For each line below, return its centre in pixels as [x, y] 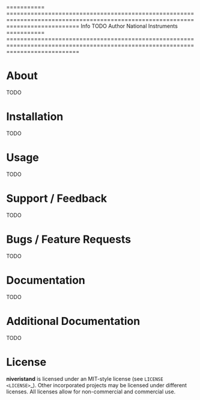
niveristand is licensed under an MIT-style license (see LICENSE [85, 378]
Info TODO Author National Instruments [129, 26]
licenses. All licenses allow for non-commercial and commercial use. [91, 392]
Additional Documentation [73, 321]
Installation [35, 117]
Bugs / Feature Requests [68, 239]
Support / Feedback [57, 198]
